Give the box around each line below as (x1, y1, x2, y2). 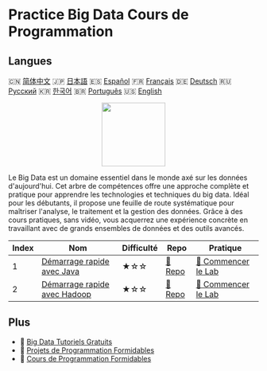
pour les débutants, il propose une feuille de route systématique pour (8, 198, 234, 208)
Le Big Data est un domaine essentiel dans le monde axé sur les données (8, 173, 248, 182)
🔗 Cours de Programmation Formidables (19, 353, 152, 363)
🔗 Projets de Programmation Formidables (19, 345, 155, 355)
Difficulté (122, 243, 158, 253)
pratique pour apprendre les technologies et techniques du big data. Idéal (8, 189, 250, 199)
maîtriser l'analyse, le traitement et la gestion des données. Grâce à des (8, 207, 243, 216)
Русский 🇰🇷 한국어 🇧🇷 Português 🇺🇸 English (8, 86, 163, 96)
